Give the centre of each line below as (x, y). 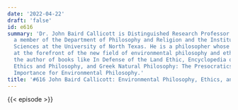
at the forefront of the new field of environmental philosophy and (117, 54)
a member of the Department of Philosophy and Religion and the (110, 40)
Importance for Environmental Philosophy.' (79, 73)
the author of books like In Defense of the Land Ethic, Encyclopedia (120, 60)
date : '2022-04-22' (36, 14)
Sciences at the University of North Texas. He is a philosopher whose (122, 47)
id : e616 (20, 27)
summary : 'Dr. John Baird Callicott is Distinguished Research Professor (119, 33)
